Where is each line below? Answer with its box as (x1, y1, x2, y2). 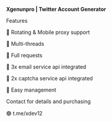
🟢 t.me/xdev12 (6, 110, 43, 117)
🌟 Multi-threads (6, 40, 44, 47)
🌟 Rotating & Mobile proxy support (6, 29, 90, 36)
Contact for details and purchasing (6, 98, 91, 105)
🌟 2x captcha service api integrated (6, 75, 93, 82)
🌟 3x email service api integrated (6, 63, 87, 70)
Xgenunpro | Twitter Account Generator (6, 6, 107, 12)
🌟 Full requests (6, 52, 43, 59)
